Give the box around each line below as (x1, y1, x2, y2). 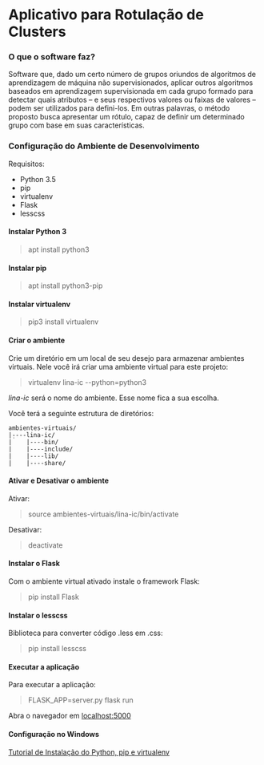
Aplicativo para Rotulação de (8, 6, 204, 24)
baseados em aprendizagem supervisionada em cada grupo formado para (8, 87, 254, 96)
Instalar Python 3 (8, 227, 67, 237)
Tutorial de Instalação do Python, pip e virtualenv (8, 747, 170, 757)
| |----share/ (8, 459, 66, 467)
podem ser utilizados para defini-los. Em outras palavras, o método (8, 103, 230, 113)
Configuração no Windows (8, 730, 100, 739)
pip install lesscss (27, 644, 86, 654)
